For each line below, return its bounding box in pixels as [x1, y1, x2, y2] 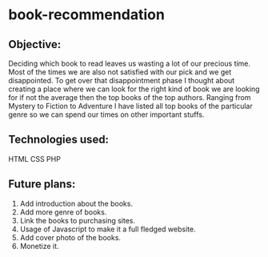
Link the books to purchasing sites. [19, 215, 136, 225]
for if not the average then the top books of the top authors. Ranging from [8, 93, 251, 102]
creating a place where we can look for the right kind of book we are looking [8, 84, 260, 94]
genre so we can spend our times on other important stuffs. [8, 110, 205, 119]
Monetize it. [19, 241, 59, 251]
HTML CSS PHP [8, 154, 62, 163]
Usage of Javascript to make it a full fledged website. [19, 224, 196, 234]
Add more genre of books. [19, 207, 107, 217]
